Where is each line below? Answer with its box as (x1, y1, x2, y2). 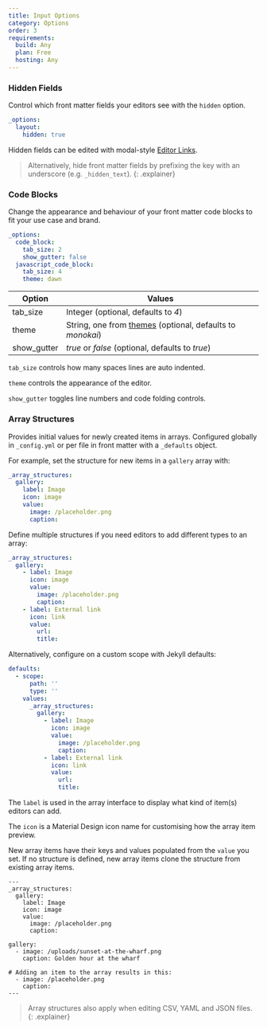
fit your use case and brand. (8, 216, 101, 225)
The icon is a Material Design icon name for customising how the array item (8, 822, 256, 831)
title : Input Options (8, 11, 80, 20)
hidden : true (22, 131, 66, 139)
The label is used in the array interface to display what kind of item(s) (8, 798, 238, 808)
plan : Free (15, 49, 52, 57)
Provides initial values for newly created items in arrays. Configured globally (8, 432, 257, 441)
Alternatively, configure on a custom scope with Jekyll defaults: (8, 650, 217, 659)
